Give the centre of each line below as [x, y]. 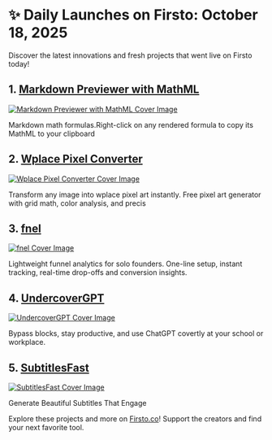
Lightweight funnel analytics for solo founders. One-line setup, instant [125, 264]
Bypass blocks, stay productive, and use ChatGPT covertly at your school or [136, 333]
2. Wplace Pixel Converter [76, 159]
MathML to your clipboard [52, 133]
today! [19, 63]
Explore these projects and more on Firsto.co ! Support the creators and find [135, 419]
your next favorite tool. [46, 427]
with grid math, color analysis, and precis [77, 203]
